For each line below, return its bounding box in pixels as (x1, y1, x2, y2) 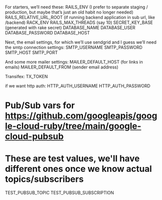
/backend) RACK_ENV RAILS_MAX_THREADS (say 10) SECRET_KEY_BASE (5, 19, 153, 25)
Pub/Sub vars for (5, 100, 75, 111)
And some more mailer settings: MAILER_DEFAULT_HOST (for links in (5, 59, 143, 65)
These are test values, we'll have (5, 153, 140, 164)
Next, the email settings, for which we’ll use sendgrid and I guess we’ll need (5, 39, 157, 45)
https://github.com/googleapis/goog (5, 110, 158, 121)
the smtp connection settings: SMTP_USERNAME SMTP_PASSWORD (5, 45, 143, 50)
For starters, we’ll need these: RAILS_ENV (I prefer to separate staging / (5, 4, 148, 10)
